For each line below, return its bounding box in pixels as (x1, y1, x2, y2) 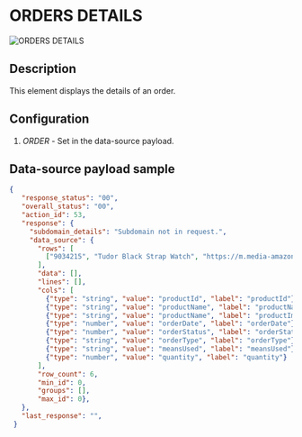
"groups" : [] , (37, 387, 91, 396)
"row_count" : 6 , (37, 369, 99, 378)
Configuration (9, 112, 90, 127)
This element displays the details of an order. (9, 85, 176, 96)
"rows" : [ (37, 244, 75, 253)
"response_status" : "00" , (21, 194, 119, 203)
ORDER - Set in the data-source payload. (22, 135, 174, 146)
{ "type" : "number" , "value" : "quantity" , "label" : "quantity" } (45, 352, 288, 361)
